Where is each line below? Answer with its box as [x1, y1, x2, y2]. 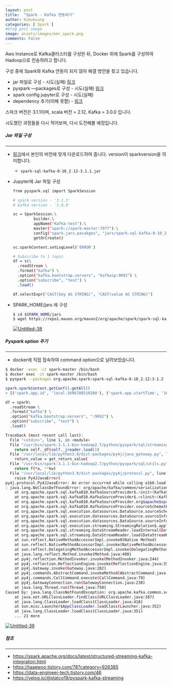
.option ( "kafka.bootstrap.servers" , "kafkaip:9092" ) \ [17, 273, 137, 278]
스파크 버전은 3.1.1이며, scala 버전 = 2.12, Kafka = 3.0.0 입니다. [5, 108, 132, 115]
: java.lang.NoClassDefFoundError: [5, 485, 81, 490]
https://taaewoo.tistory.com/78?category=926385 [12, 664, 119, 670]
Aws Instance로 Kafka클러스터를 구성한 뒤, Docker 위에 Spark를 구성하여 [5, 51, 154, 57]
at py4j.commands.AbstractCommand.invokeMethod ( [14, 571, 120, 576]
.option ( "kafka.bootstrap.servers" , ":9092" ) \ [10, 414, 114, 419]
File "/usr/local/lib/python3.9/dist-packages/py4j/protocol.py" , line [10, 471, 166, 476]
